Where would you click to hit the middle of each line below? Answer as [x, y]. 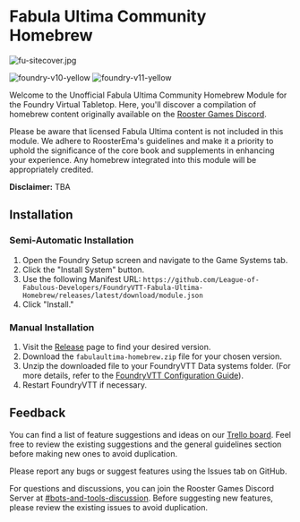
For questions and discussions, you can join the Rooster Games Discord [142, 488]
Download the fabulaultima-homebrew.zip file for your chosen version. [152, 356]
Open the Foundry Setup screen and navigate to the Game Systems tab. [155, 260]
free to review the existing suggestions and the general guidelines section [146, 444]
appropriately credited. [51, 169]
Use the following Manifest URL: [81, 278]
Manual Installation [52, 327]
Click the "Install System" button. [83, 270]
